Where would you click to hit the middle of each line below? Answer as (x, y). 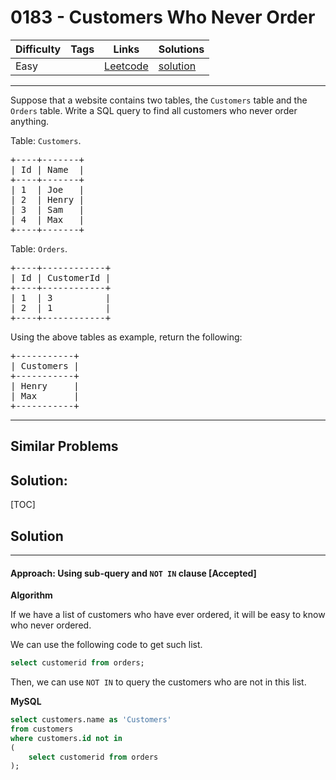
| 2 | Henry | (47, 199)
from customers (42, 729)
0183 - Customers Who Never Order (163, 17)
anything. (30, 121)
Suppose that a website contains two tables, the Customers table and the (159, 100)
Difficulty (38, 49)
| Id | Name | (47, 169)
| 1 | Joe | (47, 189)
